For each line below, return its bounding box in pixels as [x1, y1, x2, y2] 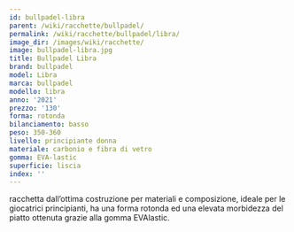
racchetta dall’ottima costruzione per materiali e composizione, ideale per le [9, 194, 286, 205]
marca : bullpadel [9, 79, 73, 88]
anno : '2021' [9, 95, 58, 104]
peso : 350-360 [9, 128, 62, 137]
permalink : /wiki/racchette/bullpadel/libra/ [9, 29, 180, 38]
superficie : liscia [9, 161, 81, 170]
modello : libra [9, 87, 66, 96]
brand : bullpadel [9, 63, 73, 72]
